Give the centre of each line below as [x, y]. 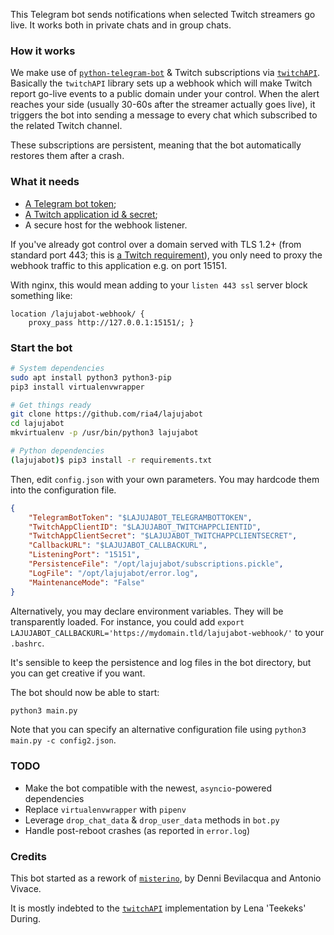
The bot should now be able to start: [85, 692]
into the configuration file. [63, 490]
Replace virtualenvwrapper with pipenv [105, 809]
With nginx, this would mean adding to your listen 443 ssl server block [159, 285]
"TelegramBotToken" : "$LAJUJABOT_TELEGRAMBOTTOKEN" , [140, 517]
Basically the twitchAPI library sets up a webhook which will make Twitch [161, 83]
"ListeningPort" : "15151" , [84, 555]
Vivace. [26, 888]
